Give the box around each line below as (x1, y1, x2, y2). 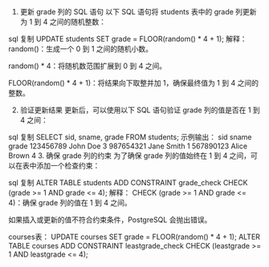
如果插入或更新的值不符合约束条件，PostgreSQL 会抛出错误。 (8, 215, 212, 225)
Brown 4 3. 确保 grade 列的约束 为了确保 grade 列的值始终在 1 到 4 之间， (8, 151, 251, 160)
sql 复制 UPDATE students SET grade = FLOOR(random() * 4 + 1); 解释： (8, 34, 247, 43)
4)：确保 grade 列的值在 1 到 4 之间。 (8, 198, 132, 207)
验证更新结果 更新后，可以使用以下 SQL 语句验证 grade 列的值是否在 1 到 (19, 105, 261, 115)
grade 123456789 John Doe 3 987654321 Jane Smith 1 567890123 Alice (8, 141, 247, 151)
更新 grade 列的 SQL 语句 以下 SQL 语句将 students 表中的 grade (19, 7, 234, 16)
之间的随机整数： (49, 17, 107, 26)
